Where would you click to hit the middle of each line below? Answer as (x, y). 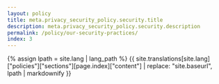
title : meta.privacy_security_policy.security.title (85, 20)
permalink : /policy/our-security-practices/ (73, 33)
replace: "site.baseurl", (180, 66)
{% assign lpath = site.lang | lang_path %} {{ (71, 59)
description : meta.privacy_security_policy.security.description (104, 26)
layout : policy (29, 13)
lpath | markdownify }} (39, 74)
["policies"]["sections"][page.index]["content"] (75, 66)
